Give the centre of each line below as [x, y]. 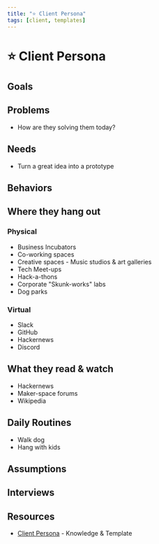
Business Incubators [47, 247]
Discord [29, 348]
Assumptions [37, 469]
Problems [29, 110]
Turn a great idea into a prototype [66, 166]
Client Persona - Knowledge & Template [75, 534]
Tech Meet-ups [39, 269]
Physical [22, 231]
